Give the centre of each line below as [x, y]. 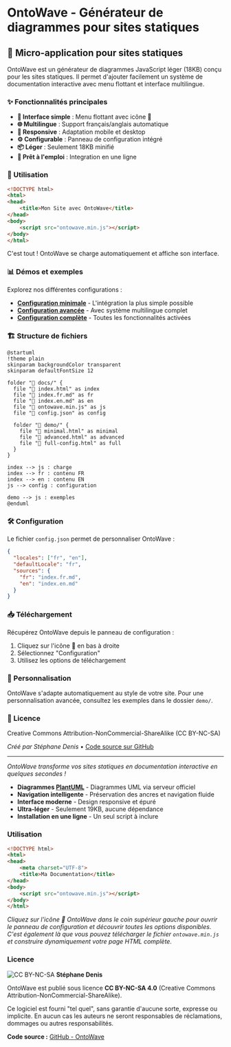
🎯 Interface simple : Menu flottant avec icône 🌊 [84, 117]
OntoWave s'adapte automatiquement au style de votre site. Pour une [106, 693]
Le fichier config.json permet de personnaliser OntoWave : [91, 539]
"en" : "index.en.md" [49, 584]
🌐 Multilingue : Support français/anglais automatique [93, 124]
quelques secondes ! [37, 774]
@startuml [21, 353]
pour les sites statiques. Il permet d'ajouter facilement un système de [105, 77]
